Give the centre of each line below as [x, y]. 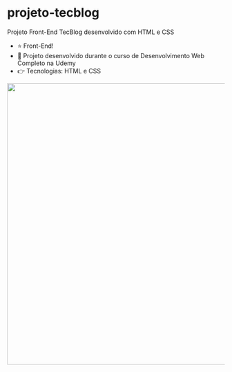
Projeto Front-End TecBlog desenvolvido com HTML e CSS [91, 32]
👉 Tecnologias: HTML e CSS [59, 71]
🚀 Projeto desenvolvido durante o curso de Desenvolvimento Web [111, 55]
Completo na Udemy [46, 63]
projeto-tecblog [54, 13]
